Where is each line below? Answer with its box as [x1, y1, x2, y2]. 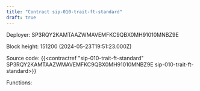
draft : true [6, 14, 36, 20]
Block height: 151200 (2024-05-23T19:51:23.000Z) [6, 43, 132, 50]
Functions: [6, 79, 33, 86]
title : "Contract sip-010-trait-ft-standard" [6, 8, 122, 15]
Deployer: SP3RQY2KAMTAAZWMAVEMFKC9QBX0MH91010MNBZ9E [6, 31, 179, 38]
